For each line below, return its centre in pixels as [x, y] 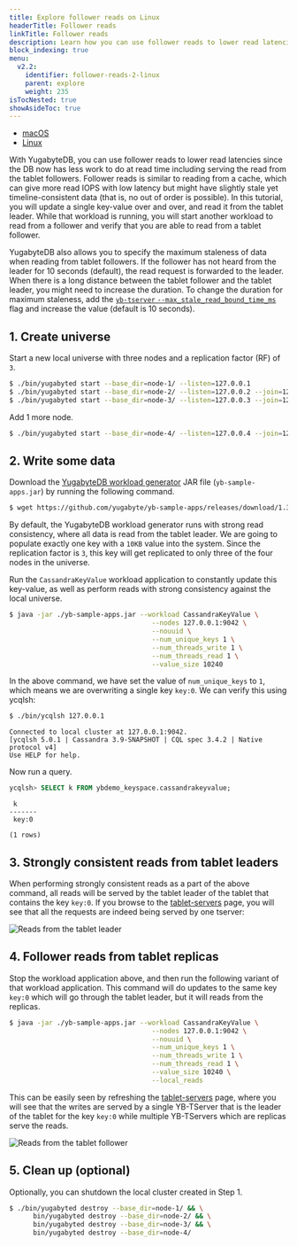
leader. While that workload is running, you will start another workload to [141, 216]
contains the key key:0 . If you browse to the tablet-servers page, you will [142, 902]
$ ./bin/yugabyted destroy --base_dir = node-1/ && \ [106, 1208]
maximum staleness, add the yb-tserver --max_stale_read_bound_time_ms [143, 300]
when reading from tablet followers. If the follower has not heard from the [143, 261]
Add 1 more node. [41, 417]
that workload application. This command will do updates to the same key [143, 987]
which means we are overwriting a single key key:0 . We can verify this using [148, 690]
